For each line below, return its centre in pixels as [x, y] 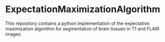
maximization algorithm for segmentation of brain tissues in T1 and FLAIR [82, 28]
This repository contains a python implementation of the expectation [78, 23]
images [13, 34]
